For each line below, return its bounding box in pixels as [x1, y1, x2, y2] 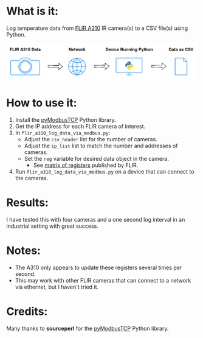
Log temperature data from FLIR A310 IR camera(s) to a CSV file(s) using [6, 24, 188, 32]
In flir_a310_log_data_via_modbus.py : [15, 129, 111, 136]
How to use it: [6, 96, 77, 110]
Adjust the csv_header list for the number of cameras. [24, 135, 158, 143]
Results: [6, 196, 49, 209]
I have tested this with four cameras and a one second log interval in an [6, 216, 185, 223]
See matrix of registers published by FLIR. [33, 161, 139, 169]
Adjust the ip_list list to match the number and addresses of [24, 142, 178, 149]
